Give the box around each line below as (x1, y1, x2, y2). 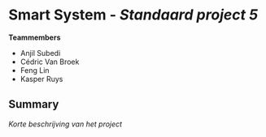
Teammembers (8, 32, 61, 42)
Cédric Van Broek (20, 57, 80, 66)
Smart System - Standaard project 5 (8, 6, 259, 24)
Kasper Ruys (20, 74, 63, 83)
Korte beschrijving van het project (8, 119, 123, 129)
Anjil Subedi (20, 48, 61, 58)
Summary (8, 97, 59, 111)
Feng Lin (20, 65, 50, 75)
